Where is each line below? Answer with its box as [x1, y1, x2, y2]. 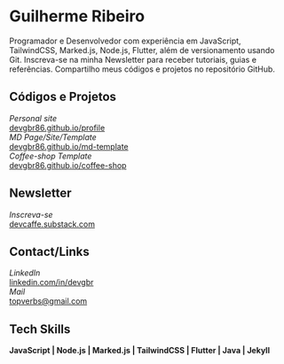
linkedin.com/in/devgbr [9, 277, 94, 288]
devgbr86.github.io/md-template [9, 141, 129, 151]
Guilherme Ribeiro [9, 6, 145, 27]
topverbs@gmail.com [9, 296, 88, 306]
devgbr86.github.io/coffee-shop [9, 159, 127, 170]
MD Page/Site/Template [9, 131, 98, 143]
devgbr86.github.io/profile [9, 122, 106, 133]
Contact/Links [9, 244, 91, 259]
